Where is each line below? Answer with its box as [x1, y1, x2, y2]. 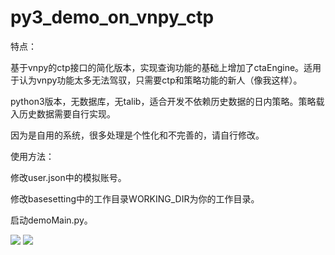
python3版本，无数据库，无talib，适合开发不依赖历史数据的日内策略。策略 [10, 95, 317, 107]
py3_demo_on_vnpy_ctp [10, 6, 215, 29]
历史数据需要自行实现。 [18, 107, 116, 120]
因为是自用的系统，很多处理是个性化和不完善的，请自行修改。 [10, 129, 265, 141]
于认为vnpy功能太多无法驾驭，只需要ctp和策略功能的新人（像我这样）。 [10, 74, 303, 86]
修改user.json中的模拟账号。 [10, 171, 127, 183]
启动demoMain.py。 [10, 214, 93, 226]
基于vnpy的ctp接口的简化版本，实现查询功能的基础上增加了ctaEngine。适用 [10, 61, 322, 73]
